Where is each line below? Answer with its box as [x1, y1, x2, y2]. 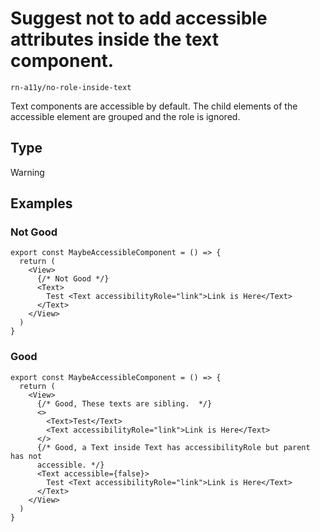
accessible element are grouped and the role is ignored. [10, 110, 241, 122]
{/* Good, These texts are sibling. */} [36, 398, 213, 409]
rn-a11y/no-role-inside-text [10, 82, 132, 92]
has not [10, 451, 43, 461]
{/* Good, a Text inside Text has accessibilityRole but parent [36, 442, 311, 452]
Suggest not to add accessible [10, 7, 268, 30]
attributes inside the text [10, 28, 219, 51]
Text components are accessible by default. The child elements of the [10, 100, 298, 112]
